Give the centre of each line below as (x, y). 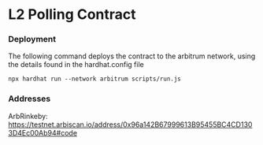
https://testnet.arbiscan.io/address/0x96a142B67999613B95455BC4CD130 (130, 125)
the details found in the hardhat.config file (76, 65)
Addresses (30, 99)
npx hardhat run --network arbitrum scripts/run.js (94, 79)
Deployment (32, 39)
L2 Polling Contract (72, 15)
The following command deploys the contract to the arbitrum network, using (132, 56)
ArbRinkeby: (28, 116)
